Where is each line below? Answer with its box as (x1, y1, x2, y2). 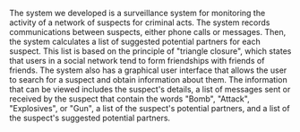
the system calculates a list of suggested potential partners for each (9, 36, 261, 47)
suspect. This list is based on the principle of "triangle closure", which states (9, 46, 292, 57)
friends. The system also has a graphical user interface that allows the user (9, 65, 287, 75)
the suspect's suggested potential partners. (9, 112, 171, 123)
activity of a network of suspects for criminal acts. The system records (9, 17, 270, 28)
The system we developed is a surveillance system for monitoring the (9, 8, 266, 18)
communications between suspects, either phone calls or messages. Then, (9, 27, 287, 37)
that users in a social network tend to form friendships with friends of (9, 56, 265, 66)
